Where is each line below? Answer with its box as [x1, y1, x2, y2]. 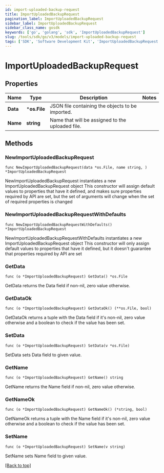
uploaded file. [49, 123, 82, 129]
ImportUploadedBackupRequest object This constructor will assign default [5, 183, 155, 189]
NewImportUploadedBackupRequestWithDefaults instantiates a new [5, 235, 143, 241]
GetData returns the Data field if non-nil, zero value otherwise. [5, 283, 130, 289]
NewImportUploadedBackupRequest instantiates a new [5, 178, 116, 184]
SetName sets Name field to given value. [5, 453, 87, 459]
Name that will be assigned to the [49, 116, 126, 123]
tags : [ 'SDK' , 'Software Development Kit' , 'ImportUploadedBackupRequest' [5, 39, 161, 44]
